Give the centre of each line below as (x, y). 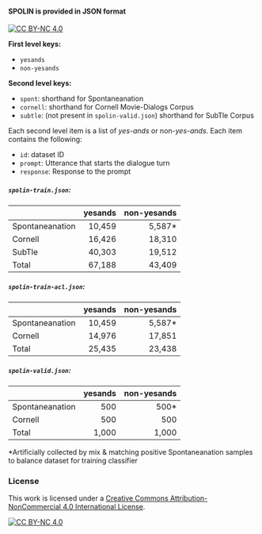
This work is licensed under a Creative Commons (88, 498)
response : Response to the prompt (75, 171)
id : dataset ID (42, 155)
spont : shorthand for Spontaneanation (82, 98)
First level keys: (35, 44)
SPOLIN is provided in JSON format (67, 11)
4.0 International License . (104, 507)
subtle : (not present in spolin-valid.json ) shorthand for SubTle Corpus (137, 116)
